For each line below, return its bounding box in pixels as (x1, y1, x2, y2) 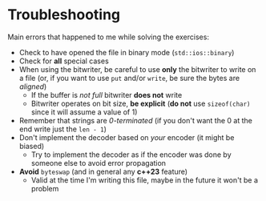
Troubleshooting (7, 6, 121, 24)
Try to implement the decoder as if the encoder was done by (30, 150, 232, 159)
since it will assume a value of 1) (30, 107, 138, 117)
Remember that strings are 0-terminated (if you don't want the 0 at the (18, 115, 253, 125)
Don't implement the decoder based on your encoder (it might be (18, 132, 235, 142)
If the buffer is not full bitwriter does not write (30, 90, 183, 99)
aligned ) (18, 82, 47, 91)
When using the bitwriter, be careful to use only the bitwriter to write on (18, 64, 256, 74)
